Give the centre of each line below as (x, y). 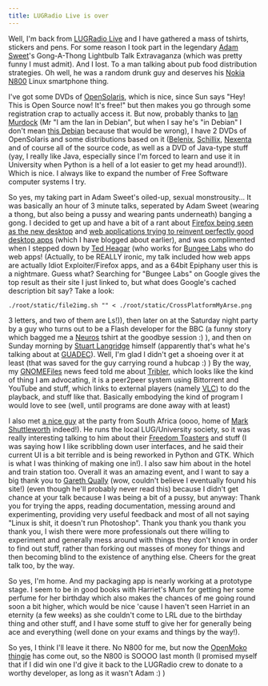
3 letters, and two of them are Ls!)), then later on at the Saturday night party (133, 320)
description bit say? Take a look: (61, 291)
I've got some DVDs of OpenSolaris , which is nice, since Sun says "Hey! (127, 96)
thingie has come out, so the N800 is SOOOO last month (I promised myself (133, 656)
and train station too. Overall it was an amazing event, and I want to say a (129, 471)
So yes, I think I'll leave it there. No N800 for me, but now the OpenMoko (128, 647)
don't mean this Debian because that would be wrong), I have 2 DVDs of (127, 130)
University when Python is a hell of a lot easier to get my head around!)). (128, 164)
